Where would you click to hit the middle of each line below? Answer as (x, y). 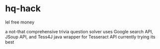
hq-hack (23, 9)
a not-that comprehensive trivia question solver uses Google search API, (79, 31)
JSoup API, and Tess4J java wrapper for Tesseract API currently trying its (80, 37)
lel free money (20, 22)
